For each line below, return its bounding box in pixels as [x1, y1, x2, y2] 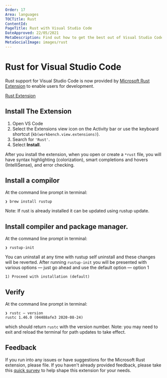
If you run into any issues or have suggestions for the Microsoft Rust [5, 357, 145, 363]
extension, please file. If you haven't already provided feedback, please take [5, 362, 162, 368]
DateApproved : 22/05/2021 [5, 30, 59, 35]
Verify [5, 288, 25, 296]
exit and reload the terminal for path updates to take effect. [5, 329, 126, 335]
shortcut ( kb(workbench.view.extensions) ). [12, 131, 100, 137]
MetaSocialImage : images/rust [5, 40, 68, 45]
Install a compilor [5, 176, 60, 185]
